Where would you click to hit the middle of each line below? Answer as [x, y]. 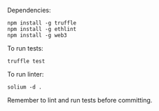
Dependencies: [29, 10]
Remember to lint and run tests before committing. [80, 100]
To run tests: [25, 48]
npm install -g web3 [37, 35]
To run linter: [26, 74]
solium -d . [25, 87]
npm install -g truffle [42, 23]
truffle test [26, 61]
